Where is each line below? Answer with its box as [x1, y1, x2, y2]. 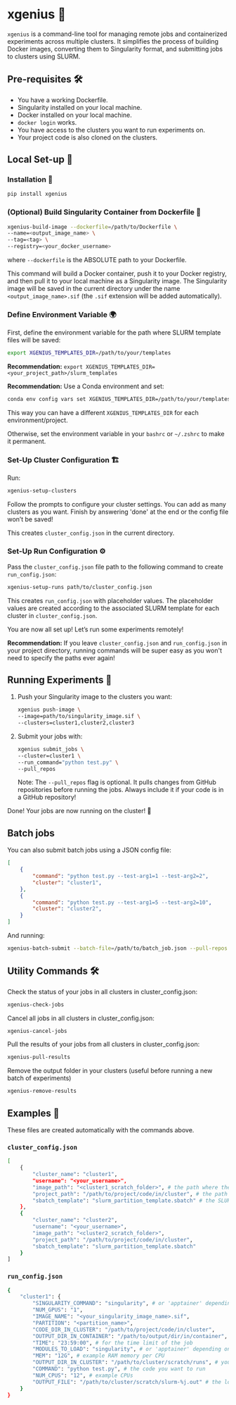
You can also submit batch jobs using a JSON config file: [7, 846, 172, 855]
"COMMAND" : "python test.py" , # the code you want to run [32, 1366, 206, 1373]
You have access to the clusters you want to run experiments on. [17, 125, 206, 134]
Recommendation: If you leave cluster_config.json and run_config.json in [7, 638, 228, 647]
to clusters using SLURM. [7, 52, 81, 61]
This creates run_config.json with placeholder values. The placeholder [7, 596, 214, 605]
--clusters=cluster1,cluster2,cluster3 [17, 719, 135, 726]
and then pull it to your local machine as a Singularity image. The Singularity [7, 277, 228, 285]
